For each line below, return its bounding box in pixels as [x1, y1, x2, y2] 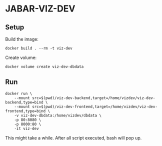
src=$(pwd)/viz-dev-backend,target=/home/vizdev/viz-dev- [31, 95, 155, 100]
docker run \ [5, 91, 32, 96]
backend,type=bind [5, 99, 43, 105]
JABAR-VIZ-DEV [5, 3, 75, 14]
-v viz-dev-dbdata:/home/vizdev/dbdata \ [14, 113, 101, 118]
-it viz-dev [14, 126, 39, 131]
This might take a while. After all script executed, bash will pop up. [5, 134, 142, 140]
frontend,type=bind [5, 108, 46, 113]
